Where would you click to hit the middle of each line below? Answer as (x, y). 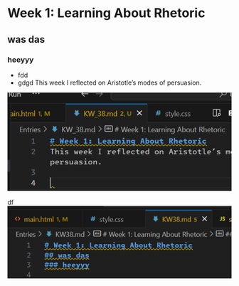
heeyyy (21, 60)
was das (26, 39)
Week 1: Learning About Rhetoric (106, 13)
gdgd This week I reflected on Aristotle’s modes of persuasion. (110, 83)
